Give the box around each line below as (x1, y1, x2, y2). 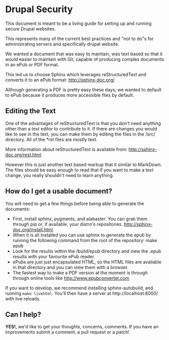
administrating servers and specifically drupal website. (5, 41, 119, 47)
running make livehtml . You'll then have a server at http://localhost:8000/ (5, 290, 158, 296)
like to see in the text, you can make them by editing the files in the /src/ (5, 131, 155, 137)
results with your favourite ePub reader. (12, 253, 95, 259)
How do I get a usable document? (5, 187, 112, 196)
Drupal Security (5, 4, 73, 15)
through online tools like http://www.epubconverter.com (12, 275, 130, 281)
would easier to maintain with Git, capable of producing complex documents (5, 56, 164, 62)
